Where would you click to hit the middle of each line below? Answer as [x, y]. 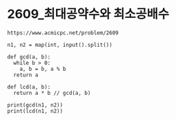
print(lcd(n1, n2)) [35, 111]
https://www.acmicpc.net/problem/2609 [63, 33]
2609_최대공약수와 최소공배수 [88, 14]
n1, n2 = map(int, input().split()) [60, 45]
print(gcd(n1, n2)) [35, 105]
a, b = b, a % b [43, 69]
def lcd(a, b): [29, 87]
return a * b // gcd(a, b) [52, 93]
